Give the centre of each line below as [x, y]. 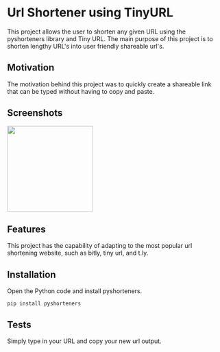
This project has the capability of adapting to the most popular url [100, 246]
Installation [32, 274]
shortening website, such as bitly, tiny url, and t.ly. [78, 253]
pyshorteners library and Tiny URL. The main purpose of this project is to [110, 38]
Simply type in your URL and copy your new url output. [85, 341]
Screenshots [35, 113]
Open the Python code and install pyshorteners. [75, 291]
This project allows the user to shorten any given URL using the [97, 32]
